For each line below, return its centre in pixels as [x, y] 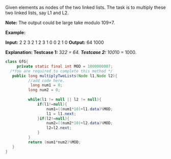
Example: [16, 32]
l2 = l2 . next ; [59, 128]
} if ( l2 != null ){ [54, 118]
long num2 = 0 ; [44, 90]
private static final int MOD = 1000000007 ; [65, 66]
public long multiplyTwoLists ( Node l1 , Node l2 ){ [65, 76]
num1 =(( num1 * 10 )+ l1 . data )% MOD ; [80, 109]
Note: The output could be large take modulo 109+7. [60, 23]
